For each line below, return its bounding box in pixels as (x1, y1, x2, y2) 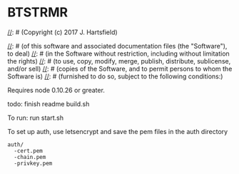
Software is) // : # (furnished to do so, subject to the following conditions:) (7, 72, 223, 81)
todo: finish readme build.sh (7, 99, 90, 108)
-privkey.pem (14, 160, 53, 167)
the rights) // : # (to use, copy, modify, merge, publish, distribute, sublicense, (7, 56, 231, 65)
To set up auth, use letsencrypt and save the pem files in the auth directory (7, 127, 228, 135)
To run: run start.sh (7, 113, 64, 122)
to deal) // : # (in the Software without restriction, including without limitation (7, 49, 230, 58)
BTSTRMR (7, 4, 68, 21)
